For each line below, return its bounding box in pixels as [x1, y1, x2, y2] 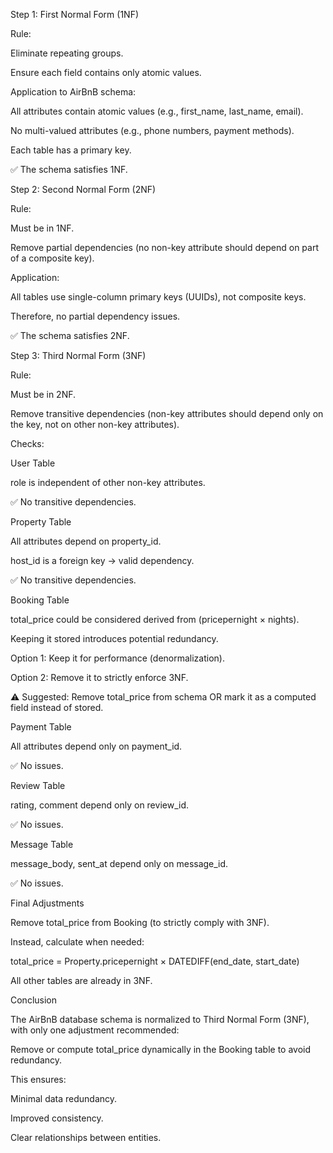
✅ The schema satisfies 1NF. [10, 164, 128, 175]
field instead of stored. [10, 702, 104, 713]
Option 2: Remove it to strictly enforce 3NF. [10, 672, 189, 683]
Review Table [10, 780, 66, 791]
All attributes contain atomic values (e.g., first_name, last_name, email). [10, 105, 304, 117]
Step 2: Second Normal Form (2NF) [10, 184, 157, 195]
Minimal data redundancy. [10, 1093, 118, 1104]
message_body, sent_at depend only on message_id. [10, 858, 229, 869]
